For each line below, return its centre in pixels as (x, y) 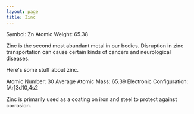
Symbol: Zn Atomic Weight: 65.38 (47, 34)
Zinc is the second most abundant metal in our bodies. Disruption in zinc (95, 46)
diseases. (18, 58)
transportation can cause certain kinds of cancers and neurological (89, 52)
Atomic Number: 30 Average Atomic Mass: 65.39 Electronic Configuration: (97, 81)
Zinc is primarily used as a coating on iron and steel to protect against (92, 99)
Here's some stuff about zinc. (43, 69)
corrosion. (19, 105)
